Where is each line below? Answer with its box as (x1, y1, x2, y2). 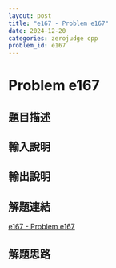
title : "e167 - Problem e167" (8, 19, 110, 27)
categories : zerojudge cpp (8, 34, 98, 43)
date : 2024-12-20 (8, 27, 66, 35)
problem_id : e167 (8, 42, 66, 50)
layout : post (8, 11, 52, 20)
